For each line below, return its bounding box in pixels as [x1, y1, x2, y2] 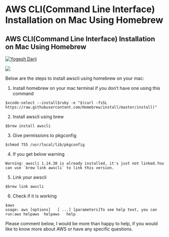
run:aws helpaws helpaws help [5, 212, 76, 217]
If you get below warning [12, 151, 65, 157]
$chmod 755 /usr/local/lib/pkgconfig [5, 142, 85, 147]
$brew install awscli [5, 123, 51, 128]
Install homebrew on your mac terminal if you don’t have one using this [12, 85, 160, 91]
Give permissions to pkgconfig [12, 132, 77, 138]
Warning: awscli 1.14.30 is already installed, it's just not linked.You [5, 161, 164, 166]
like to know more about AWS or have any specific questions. [5, 226, 133, 232]
